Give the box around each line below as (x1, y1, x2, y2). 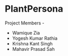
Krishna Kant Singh (12, 40, 53, 46)
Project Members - (5, 20, 44, 26)
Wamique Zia (12, 30, 40, 36)
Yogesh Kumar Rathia (12, 35, 58, 41)
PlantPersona (5, 3, 63, 15)
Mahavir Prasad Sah (12, 46, 55, 52)
